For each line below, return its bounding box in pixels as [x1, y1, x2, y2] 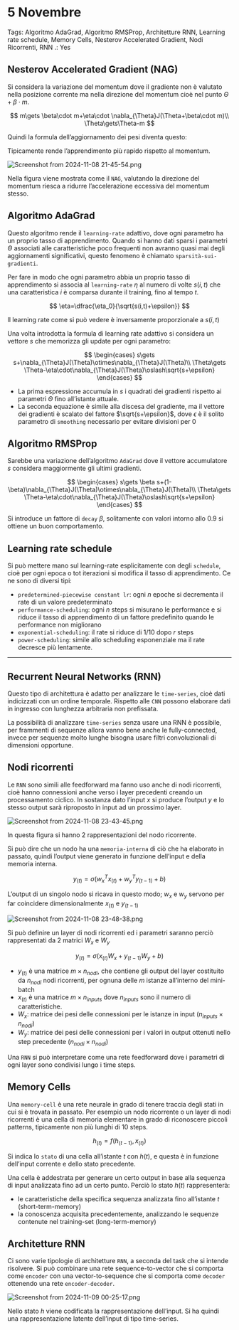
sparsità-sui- [175, 252, 218, 260]
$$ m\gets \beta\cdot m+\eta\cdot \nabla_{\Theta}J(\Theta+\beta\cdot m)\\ [9, 111, 230, 119]
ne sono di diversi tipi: [7, 577, 73, 585]
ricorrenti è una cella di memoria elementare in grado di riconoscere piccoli [7, 1114, 228, 1124]
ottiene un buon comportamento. [7, 522, 105, 531]
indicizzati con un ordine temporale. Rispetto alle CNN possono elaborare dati [7, 697, 231, 705]
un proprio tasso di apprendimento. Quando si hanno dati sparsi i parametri [7, 236, 228, 245]
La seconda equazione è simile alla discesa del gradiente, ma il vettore [17, 402, 225, 410]
